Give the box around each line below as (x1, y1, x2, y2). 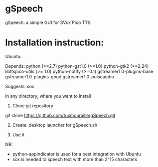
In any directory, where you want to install (5, 93, 91, 99)
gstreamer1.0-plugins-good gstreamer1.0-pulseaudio (5, 73, 114, 80)
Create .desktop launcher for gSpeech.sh (12, 122, 98, 128)
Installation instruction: (5, 37, 104, 48)
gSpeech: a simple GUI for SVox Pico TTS (5, 19, 91, 25)
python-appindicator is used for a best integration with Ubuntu (12, 151, 141, 157)
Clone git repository (12, 103, 53, 109)
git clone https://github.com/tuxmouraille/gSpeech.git (5, 112, 116, 118)
